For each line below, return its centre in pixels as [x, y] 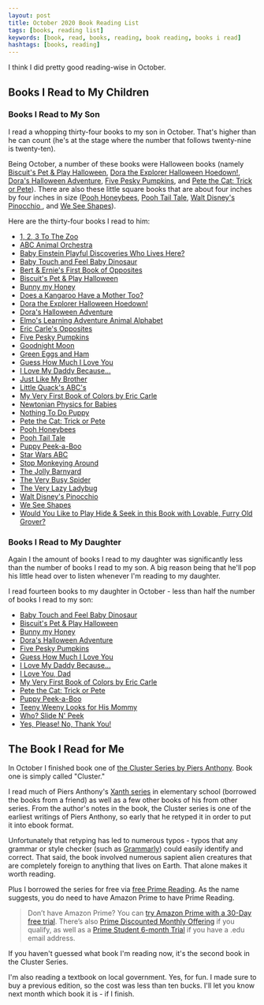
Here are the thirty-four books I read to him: [79, 221]
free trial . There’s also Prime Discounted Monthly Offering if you [131, 921]
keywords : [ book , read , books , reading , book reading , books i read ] [125, 37]
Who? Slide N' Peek [52, 716]
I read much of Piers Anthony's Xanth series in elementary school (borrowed [132, 791]
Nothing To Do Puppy [54, 412]
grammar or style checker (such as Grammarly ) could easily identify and [126, 849]
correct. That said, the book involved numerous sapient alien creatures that [130, 857]
